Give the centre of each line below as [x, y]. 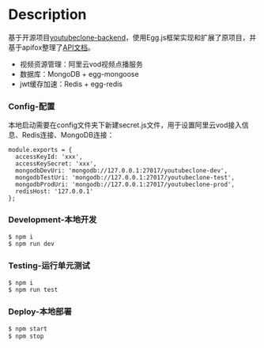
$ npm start [28, 329]
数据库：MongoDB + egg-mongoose [79, 74]
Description [47, 15]
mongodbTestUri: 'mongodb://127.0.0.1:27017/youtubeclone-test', [125, 178]
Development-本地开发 [53, 220]
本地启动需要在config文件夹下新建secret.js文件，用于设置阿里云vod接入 [125, 125]
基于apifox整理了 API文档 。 [51, 47]
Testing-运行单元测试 [49, 266]
